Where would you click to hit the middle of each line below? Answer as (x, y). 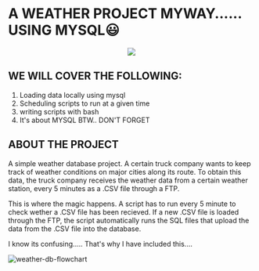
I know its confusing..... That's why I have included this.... (101, 244)
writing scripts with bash (59, 111)
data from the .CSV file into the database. (75, 229)
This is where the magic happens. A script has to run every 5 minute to (122, 204)
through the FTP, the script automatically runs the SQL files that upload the (129, 220)
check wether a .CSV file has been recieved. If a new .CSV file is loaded (124, 211)
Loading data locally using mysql (72, 95)
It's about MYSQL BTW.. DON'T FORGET (85, 120)
